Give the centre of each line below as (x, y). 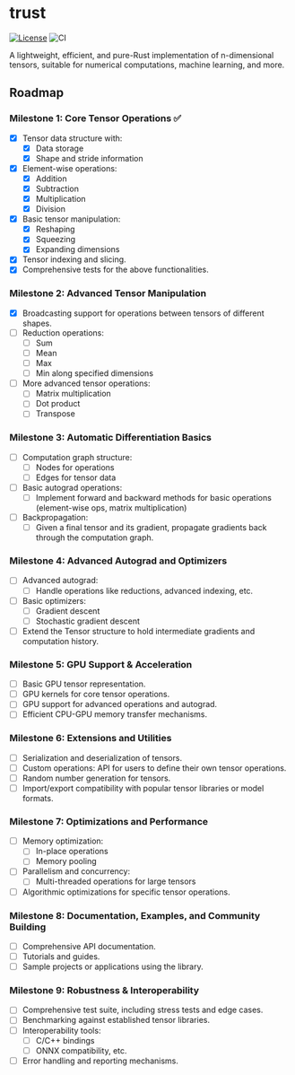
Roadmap (37, 93)
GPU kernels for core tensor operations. (96, 695)
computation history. (61, 641)
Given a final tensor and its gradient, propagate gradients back (151, 528)
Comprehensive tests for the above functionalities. (115, 270)
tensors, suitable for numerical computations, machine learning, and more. (147, 65)
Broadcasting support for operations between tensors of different (143, 313)
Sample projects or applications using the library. (113, 966)
